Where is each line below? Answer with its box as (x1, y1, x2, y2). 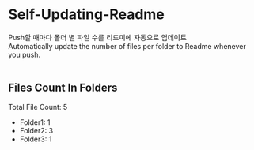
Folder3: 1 (19, 134, 52, 144)
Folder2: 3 (19, 126, 54, 135)
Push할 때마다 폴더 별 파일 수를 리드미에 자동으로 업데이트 (8, 32, 188, 42)
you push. (8, 50, 41, 59)
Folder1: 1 (19, 117, 51, 127)
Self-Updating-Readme (8, 6, 165, 24)
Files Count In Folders (8, 81, 118, 95)
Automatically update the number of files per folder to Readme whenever (8, 41, 247, 51)
